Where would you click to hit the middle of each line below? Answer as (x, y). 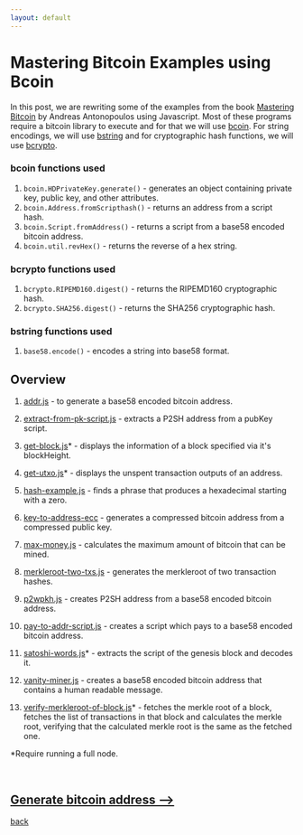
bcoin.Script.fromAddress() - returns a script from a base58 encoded (154, 226)
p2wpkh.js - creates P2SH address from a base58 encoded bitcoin (147, 599)
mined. (36, 554)
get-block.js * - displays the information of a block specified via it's (147, 446)
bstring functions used (61, 332)
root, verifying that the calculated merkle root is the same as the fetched (157, 727)
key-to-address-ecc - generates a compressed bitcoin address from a (154, 518)
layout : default (41, 18)
